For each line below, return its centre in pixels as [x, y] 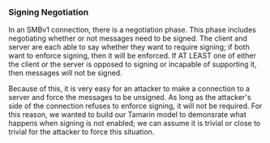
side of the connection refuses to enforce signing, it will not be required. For [135, 106]
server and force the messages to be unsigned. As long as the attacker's [130, 97]
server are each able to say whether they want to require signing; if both [129, 47]
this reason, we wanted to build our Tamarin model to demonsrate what [128, 115]
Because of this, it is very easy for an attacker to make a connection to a [129, 89]
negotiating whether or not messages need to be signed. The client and [128, 38]
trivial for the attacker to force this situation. [81, 132]
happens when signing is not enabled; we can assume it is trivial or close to [135, 123]
